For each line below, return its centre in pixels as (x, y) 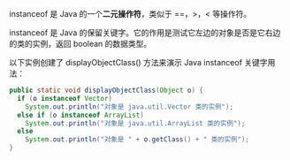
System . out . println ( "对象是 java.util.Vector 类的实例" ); (130, 107)
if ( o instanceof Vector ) (65, 98)
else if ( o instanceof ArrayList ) (80, 115)
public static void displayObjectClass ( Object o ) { (106, 90)
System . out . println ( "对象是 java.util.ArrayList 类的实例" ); (135, 123)
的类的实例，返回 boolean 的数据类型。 (80, 44)
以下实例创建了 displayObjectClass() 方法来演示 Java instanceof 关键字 (138, 62)
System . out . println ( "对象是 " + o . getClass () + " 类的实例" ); (137, 140)
